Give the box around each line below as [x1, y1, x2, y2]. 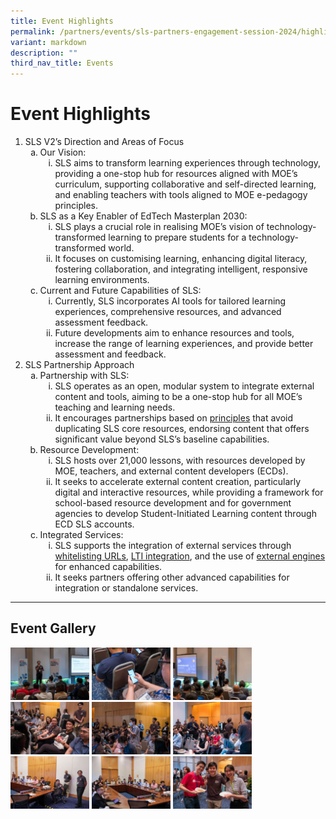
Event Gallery [10, 620, 97, 637]
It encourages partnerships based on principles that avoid [54, 412, 294, 424]
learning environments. [54, 274, 150, 286]
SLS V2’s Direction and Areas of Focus [24, 136, 185, 148]
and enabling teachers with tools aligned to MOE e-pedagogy [54, 189, 308, 201]
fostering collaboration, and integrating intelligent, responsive [54, 263, 308, 275]
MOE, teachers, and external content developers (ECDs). [54, 465, 289, 477]
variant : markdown [10, 37, 87, 47]
